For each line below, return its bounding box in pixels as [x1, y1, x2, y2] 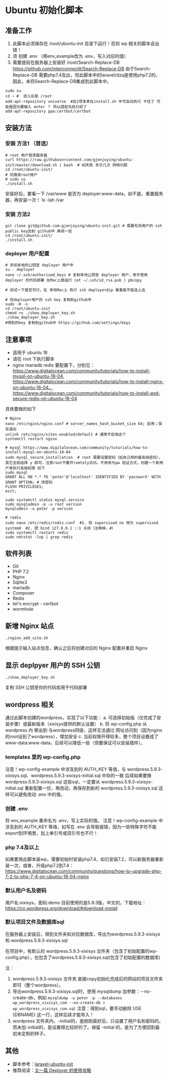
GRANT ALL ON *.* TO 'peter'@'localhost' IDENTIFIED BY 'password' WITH [5, 474, 161, 480]
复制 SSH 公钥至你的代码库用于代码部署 [5, 684, 88, 690]
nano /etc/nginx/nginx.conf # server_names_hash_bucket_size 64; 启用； [5, 421, 158, 426]
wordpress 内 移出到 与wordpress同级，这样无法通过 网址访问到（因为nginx [5, 727, 162, 733]
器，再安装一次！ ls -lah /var [5, 197, 64, 203]
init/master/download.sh [5, 162, 57, 168]
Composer [12, 590, 35, 596]
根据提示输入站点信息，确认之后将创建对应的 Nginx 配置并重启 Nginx [5, 645, 148, 651]
